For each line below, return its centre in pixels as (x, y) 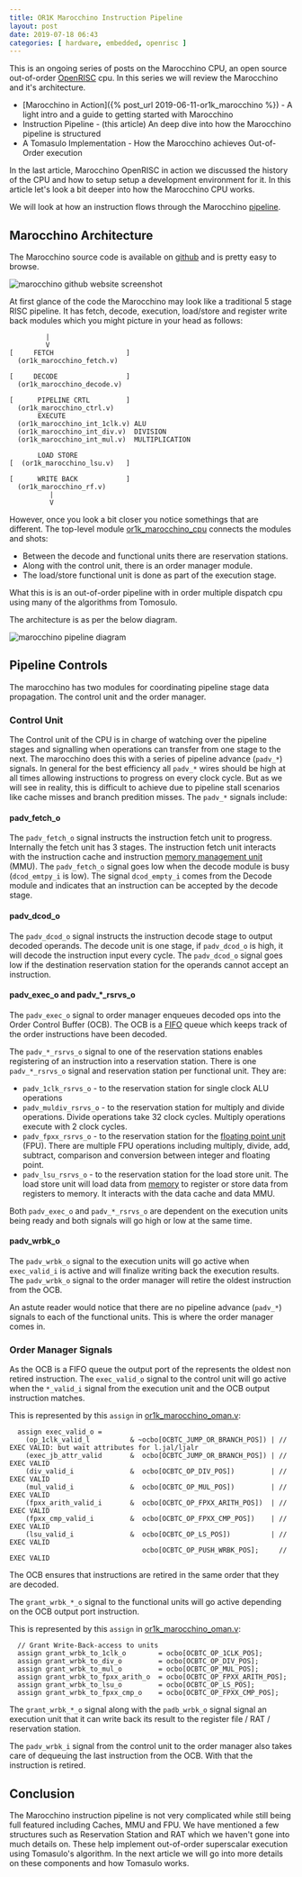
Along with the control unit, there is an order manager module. (138, 566)
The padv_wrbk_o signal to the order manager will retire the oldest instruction (151, 1280)
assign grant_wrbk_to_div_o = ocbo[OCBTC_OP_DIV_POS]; (138, 1662)
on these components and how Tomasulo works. (99, 1863)
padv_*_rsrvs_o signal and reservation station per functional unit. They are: (148, 1071)
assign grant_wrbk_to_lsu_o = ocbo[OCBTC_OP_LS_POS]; (136, 1685)
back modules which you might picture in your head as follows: (126, 321)
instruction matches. (47, 1399)
